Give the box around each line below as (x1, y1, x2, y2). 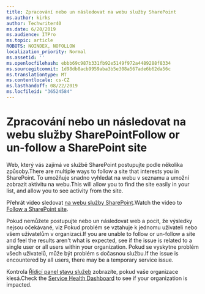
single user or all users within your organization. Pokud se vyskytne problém (6, 243, 199, 251)
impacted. (6, 281, 32, 288)
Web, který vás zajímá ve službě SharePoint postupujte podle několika (6, 161, 184, 168)
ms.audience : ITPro (6, 32, 56, 38)
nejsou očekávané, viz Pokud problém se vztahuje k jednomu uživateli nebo (6, 224, 198, 231)
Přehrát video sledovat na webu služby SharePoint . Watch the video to (6, 199, 182, 206)
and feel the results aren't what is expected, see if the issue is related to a (6, 237, 193, 244)
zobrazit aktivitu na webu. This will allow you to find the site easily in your (6, 180, 190, 188)
